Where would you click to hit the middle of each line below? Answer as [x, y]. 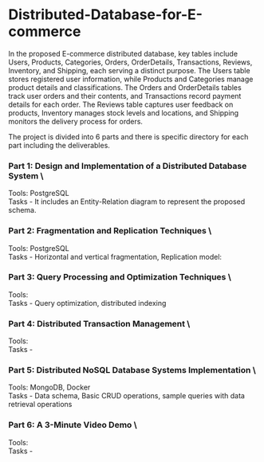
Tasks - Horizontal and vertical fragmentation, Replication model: [115, 256]
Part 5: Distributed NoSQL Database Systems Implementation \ [132, 370]
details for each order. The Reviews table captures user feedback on [121, 104]
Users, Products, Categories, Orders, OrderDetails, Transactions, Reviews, [130, 62]
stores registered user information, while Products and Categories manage [131, 79]
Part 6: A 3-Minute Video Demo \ [73, 425]
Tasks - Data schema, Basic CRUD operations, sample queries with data [127, 396]
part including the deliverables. [59, 145]
